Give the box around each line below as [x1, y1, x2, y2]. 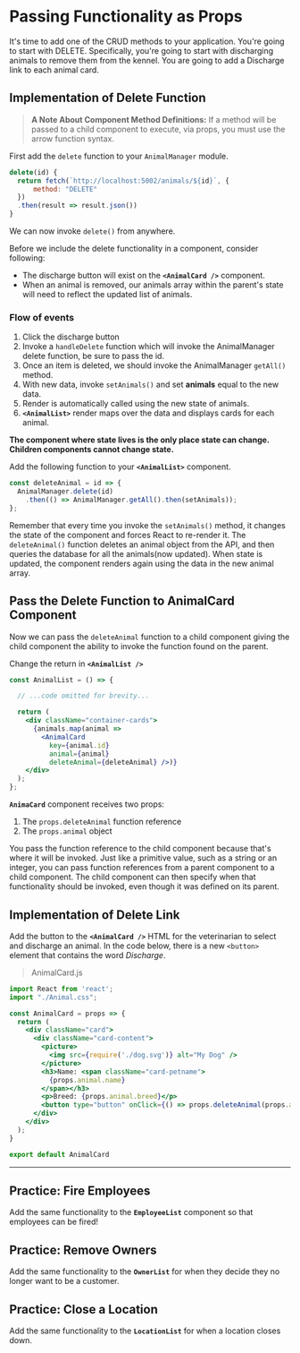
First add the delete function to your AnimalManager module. [9, 150, 229, 161]
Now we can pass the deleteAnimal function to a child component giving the [9, 631, 290, 642]
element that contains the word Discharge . [9, 949, 166, 960]
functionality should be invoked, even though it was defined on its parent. [9, 881, 279, 892]
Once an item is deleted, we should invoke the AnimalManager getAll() [21, 360, 287, 371]
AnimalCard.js [30, 967, 83, 978]
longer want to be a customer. [9, 1276, 120, 1287]
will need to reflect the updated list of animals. [21, 289, 193, 299]
